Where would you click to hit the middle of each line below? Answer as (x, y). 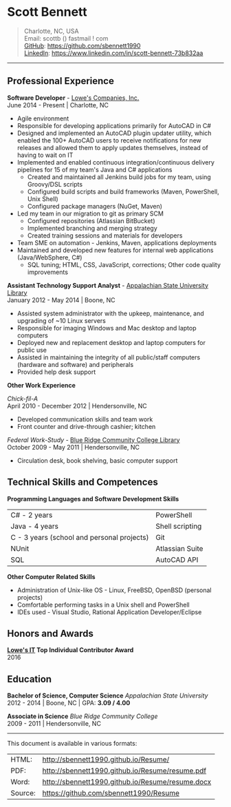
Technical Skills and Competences (82, 482)
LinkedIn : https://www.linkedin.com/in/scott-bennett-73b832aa (113, 53)
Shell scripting (179, 526)
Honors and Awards (51, 633)
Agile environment (43, 118)
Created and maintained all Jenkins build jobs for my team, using (119, 177)
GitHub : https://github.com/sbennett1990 (82, 45)
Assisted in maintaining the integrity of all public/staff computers (109, 357)
